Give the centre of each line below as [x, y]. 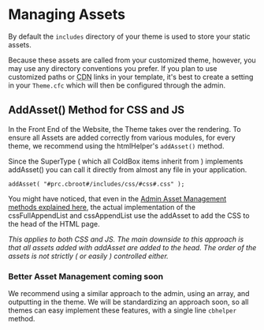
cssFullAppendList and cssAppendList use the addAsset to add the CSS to [129, 216]
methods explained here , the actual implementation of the [102, 207]
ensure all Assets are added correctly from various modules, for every [122, 137]
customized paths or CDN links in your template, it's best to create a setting [131, 77]
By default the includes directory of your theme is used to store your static [129, 36]
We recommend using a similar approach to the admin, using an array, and [129, 294]
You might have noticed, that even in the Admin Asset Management [117, 198]
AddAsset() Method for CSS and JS [97, 110]
